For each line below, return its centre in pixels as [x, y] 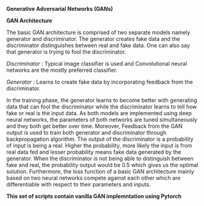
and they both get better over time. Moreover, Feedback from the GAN [94, 126]
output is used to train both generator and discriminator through [86, 133]
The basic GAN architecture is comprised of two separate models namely [98, 32]
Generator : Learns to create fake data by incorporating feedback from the [100, 82]
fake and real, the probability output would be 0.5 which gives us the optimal [102, 165]
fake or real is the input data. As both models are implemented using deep [99, 113]
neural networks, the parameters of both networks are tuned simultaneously [102, 119]
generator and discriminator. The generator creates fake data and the [93, 39]
